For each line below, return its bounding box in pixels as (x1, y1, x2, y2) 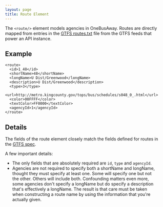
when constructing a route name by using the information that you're (12, 191, 151, 197)
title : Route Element (5, 12, 49, 17)
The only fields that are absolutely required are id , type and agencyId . (12, 160, 152, 166)
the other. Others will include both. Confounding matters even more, (12, 176, 149, 182)
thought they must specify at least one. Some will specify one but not (12, 171, 152, 177)
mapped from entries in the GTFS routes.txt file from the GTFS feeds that (5, 30, 152, 36)
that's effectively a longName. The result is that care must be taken (12, 186, 147, 192)
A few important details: (5, 151, 53, 157)
